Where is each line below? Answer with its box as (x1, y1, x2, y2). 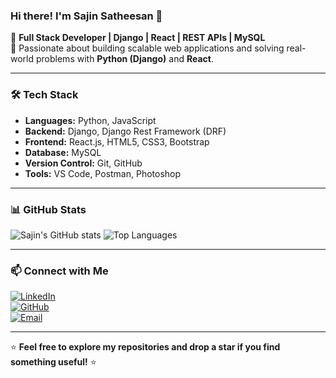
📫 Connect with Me (10, 264, 109, 278)
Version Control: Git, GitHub (24, 157, 143, 169)
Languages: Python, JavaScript (24, 114, 157, 126)
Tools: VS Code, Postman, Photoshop (24, 167, 182, 179)
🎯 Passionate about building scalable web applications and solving (10, 42, 285, 54)
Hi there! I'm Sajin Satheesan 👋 (10, 9, 163, 23)
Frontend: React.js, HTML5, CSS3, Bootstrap (24, 135, 210, 148)
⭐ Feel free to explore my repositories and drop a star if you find (10, 341, 281, 353)
